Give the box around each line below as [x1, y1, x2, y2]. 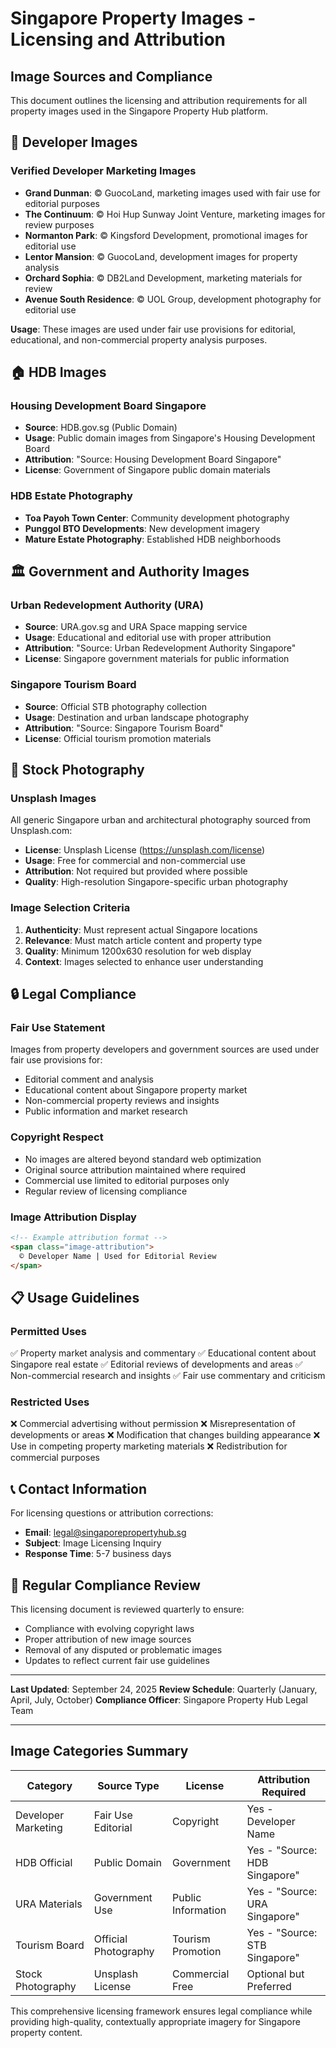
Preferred [246, 1979, 292, 1993]
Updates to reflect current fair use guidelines [24, 1655, 210, 1667]
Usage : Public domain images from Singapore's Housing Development [24, 432, 316, 444]
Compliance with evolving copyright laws [24, 1623, 195, 1635]
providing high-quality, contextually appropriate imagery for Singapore [10, 2015, 301, 2027]
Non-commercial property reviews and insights [24, 1095, 220, 1107]
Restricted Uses [10, 1395, 90, 1409]
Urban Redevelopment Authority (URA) [10, 598, 204, 612]
